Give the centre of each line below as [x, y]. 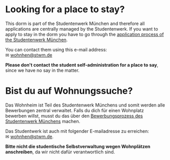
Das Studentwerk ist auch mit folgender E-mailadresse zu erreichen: [77, 131]
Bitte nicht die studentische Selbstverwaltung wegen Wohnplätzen [78, 146]
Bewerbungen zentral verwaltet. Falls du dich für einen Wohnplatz [75, 110]
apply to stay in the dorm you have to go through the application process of [85, 34]
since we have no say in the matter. [42, 70]
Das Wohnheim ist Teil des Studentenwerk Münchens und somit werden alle [85, 105]
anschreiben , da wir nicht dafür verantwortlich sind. [60, 152]
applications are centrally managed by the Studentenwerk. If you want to [82, 29]
